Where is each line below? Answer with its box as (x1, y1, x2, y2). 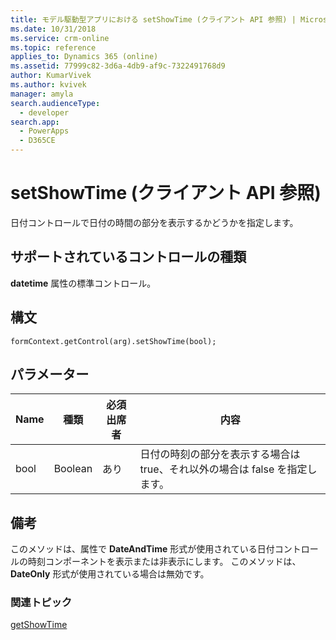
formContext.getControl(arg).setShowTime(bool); (10, 336, 217, 346)
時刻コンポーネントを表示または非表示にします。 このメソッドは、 (27, 556, 302, 568)
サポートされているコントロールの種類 (10, 249, 247, 266)
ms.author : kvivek (10, 80, 87, 90)
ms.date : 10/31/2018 (10, 24, 97, 34)
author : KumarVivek (10, 71, 92, 81)
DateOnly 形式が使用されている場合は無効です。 (10, 568, 210, 580)
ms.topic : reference (10, 42, 97, 53)
